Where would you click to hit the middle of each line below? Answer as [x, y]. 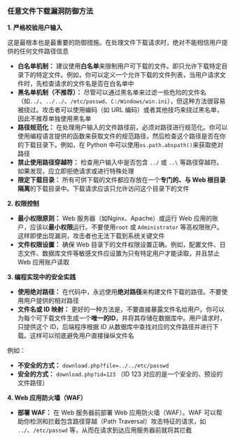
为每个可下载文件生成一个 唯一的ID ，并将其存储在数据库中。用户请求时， [121, 318]
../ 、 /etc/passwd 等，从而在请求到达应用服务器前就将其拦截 [105, 430]
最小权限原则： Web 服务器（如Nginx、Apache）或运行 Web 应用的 [115, 218]
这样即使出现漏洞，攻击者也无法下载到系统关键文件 [91, 236]
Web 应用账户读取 [43, 262]
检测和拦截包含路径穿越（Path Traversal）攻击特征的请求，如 [118, 421]
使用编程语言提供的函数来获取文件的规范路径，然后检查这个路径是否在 [119, 136]
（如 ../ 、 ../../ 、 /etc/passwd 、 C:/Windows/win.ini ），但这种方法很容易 [121, 101]
